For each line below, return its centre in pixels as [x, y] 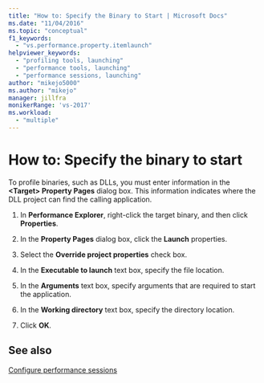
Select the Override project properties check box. [104, 255]
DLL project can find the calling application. [80, 199]
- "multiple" [37, 120]
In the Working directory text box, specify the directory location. [127, 309]
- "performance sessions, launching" [79, 75]
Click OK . [36, 325]
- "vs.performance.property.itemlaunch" [84, 46]
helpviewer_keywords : [45, 53]
